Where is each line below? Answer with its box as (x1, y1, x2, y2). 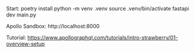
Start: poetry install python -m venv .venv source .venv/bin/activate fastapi (6, 5, 189, 12)
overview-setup (6, 41, 45, 47)
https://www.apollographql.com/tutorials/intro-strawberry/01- (27, 34, 178, 41)
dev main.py (6, 11, 37, 18)
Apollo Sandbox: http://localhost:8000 (6, 23, 100, 29)
